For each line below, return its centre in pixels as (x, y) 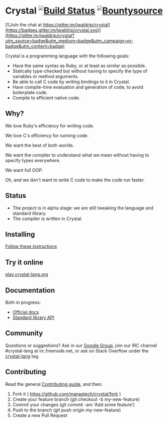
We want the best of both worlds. (40, 145)
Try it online (24, 262)
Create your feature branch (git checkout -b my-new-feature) (76, 399)
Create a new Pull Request (40, 415)
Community (24, 333)
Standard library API (33, 318)
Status (16, 196)
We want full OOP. (24, 170)
